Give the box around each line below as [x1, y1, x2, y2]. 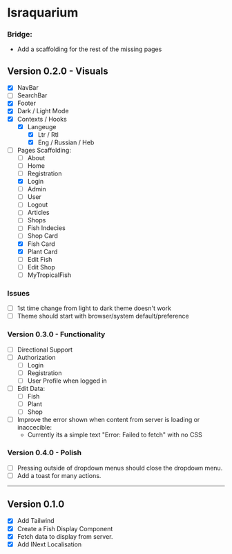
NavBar [17, 84, 39, 92]
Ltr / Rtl [37, 130, 59, 139]
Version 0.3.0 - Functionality [7, 329, 106, 339]
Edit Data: [17, 384, 46, 392]
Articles [27, 209, 50, 217]
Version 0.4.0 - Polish [7, 448, 81, 457]
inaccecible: [17, 423, 52, 432]
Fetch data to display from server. [17, 532, 113, 540]
